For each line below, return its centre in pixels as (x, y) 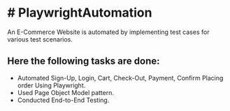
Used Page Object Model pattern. (65, 92)
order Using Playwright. (51, 85)
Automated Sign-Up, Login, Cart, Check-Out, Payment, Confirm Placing (120, 78)
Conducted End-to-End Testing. (63, 100)
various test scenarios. (40, 39)
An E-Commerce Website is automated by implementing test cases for (108, 32)
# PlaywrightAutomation (80, 13)
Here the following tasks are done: (84, 61)
